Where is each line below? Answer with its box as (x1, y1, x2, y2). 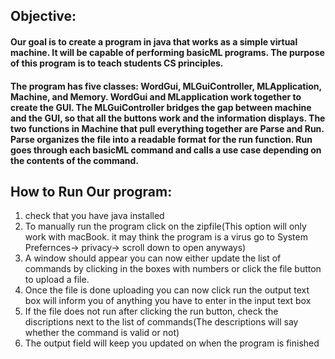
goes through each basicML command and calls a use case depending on (10, 144, 322, 156)
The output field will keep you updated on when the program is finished (24, 337, 320, 349)
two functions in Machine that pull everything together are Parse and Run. (10, 122, 325, 134)
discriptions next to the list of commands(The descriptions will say (24, 316, 299, 328)
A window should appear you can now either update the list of (24, 252, 282, 264)
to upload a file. (24, 274, 90, 286)
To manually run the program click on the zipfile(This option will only (24, 220, 307, 233)
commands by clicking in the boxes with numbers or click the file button (24, 263, 322, 275)
